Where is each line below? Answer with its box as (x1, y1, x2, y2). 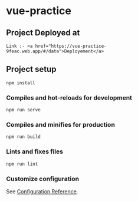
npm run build (6, 134, 41, 140)
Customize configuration (6, 174, 80, 183)
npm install (6, 80, 35, 86)
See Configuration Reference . (6, 188, 78, 195)
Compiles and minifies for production (6, 121, 115, 129)
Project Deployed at (6, 28, 80, 38)
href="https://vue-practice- (35, 43, 107, 49)
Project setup (6, 64, 57, 74)
